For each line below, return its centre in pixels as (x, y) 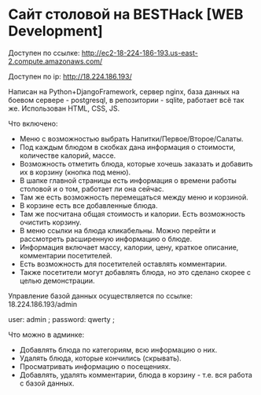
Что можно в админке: (46, 335)
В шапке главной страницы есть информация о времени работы (128, 180)
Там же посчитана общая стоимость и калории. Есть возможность (132, 214)
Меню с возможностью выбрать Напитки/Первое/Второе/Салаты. (131, 138)
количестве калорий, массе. (68, 155)
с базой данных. (47, 383)
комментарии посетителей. (66, 255)
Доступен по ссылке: (44, 53)
